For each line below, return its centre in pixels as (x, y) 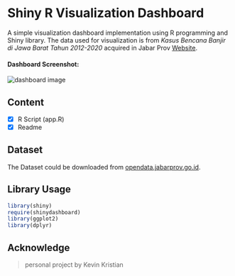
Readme (30, 127)
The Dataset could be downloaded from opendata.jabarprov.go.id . (104, 167)
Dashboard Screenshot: (43, 64)
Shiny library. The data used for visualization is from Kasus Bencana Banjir (116, 40)
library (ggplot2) (33, 219)
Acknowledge (39, 247)
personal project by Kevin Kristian (74, 265)
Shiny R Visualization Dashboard (106, 13)
